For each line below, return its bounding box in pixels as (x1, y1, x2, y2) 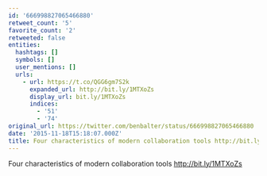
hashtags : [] (15, 48, 59, 56)
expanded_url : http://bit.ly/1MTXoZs (29, 85, 155, 94)
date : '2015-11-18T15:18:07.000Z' (8, 129, 123, 137)
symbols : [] (15, 56, 56, 64)
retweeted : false (8, 33, 66, 42)
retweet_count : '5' (8, 19, 73, 27)
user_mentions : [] (15, 63, 77, 71)
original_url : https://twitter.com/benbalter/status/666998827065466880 (8, 122, 254, 130)
